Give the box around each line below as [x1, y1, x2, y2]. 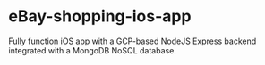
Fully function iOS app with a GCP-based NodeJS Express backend [8, 36, 257, 46]
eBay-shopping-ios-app [8, 6, 192, 27]
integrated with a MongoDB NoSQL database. [8, 45, 176, 55]
